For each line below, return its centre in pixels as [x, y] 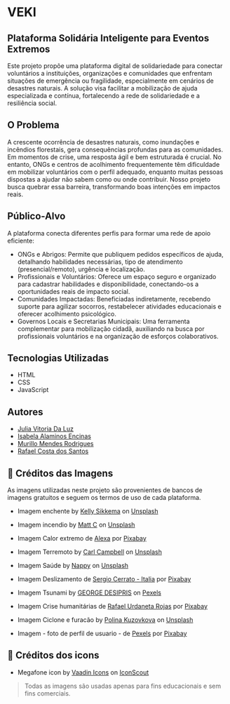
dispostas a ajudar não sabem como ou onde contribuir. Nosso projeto [109, 179]
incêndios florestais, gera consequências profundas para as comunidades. [115, 149]
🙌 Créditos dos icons [53, 655]
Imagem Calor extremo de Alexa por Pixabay [82, 539]
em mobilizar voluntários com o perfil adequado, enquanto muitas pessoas [115, 172]
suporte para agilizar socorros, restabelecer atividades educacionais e [120, 306]
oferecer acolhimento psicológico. [67, 313]
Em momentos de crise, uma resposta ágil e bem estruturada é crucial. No [115, 157]
